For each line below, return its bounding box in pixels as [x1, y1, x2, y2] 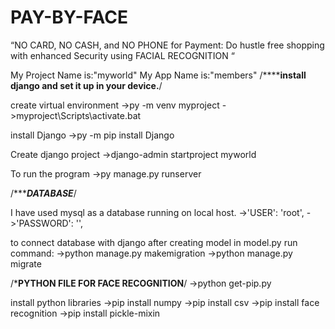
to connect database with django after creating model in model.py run [10, 236, 298, 248]
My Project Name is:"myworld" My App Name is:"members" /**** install [10, 69, 307, 81]
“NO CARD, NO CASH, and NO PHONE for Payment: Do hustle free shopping [10, 39, 325, 51]
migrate [10, 257, 42, 270]
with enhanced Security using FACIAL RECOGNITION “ [10, 49, 235, 61]
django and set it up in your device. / [10, 79, 163, 91]
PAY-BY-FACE [10, 6, 128, 29]
